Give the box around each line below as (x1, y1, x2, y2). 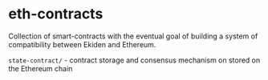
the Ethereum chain (8, 63, 73, 73)
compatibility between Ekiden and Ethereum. (8, 39, 156, 49)
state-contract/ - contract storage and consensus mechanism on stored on (8, 55, 261, 65)
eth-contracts (8, 5, 104, 23)
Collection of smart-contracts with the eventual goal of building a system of (8, 31, 258, 41)
